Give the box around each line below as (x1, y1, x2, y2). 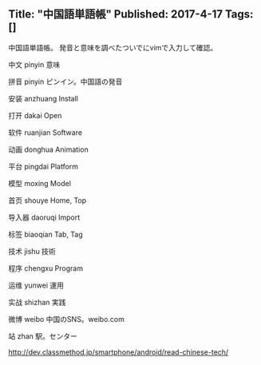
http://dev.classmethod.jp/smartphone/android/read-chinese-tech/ (8, 347, 229, 357)
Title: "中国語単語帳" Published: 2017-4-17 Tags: (8, 7, 254, 22)
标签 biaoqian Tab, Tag (8, 229, 84, 239)
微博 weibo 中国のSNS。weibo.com (8, 314, 125, 323)
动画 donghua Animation (8, 145, 89, 154)
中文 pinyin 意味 (8, 59, 61, 69)
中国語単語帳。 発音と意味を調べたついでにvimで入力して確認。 (8, 42, 218, 52)
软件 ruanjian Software (8, 127, 82, 137)
